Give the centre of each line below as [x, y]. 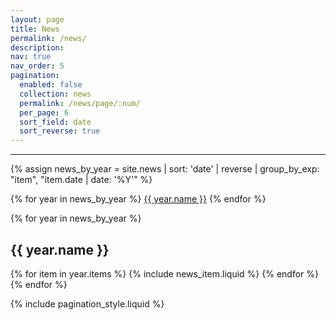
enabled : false [51, 85]
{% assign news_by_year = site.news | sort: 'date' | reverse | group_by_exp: [165, 169]
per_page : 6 [44, 112]
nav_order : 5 [37, 66]
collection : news [55, 94]
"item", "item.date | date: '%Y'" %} [81, 180]
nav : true [31, 57]
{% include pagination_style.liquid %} [87, 303]
